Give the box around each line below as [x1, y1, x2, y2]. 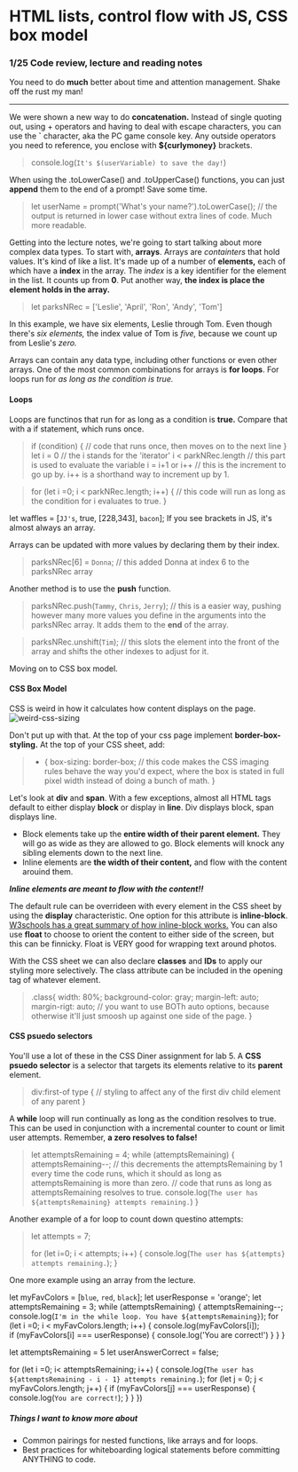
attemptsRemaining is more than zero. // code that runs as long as [30, 1178, 272, 1189]
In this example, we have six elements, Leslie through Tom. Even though [9, 319, 272, 329]
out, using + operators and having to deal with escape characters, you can [9, 122, 282, 132]
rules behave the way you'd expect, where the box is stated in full [43, 765, 285, 776]
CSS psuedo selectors [9, 1031, 93, 1041]
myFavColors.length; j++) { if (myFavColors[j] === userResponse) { [9, 1383, 255, 1394]
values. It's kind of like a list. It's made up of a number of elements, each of [9, 256, 286, 267]
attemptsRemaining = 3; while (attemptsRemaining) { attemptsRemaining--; [9, 1302, 284, 1312]
